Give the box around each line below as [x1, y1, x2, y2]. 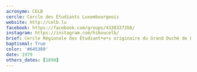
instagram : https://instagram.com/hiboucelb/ [6, 30, 119, 36]
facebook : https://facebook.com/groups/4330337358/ [6, 24, 135, 31]
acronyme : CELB [6, 8, 43, 15]
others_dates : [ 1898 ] [6, 57, 59, 63]
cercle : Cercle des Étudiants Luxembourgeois [6, 14, 119, 20]
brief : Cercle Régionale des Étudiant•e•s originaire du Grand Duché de [6, 35, 188, 41]
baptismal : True [6, 41, 46, 47]
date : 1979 [6, 52, 33, 57]
